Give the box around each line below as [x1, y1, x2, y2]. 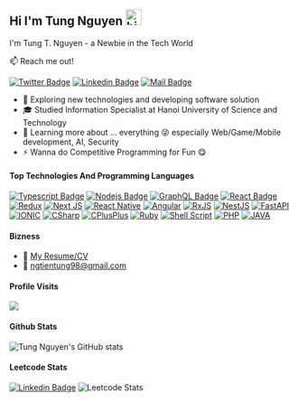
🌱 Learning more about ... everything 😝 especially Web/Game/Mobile [22, 126, 282, 137]
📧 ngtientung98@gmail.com [22, 260, 126, 271]
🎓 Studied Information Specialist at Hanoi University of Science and [22, 104, 278, 115]
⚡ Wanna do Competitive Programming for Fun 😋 [22, 146, 207, 157]
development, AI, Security [22, 136, 119, 147]
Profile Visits [9, 281, 59, 292]
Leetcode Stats [9, 362, 68, 373]
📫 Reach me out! [9, 55, 74, 66]
